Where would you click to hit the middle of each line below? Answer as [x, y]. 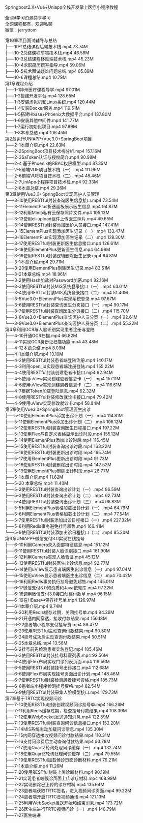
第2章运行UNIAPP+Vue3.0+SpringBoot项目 [49, 139]
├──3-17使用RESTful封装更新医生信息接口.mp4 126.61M [62, 243]
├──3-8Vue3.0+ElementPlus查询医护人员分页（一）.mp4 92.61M [71, 317]
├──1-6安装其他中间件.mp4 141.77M [42, 120]
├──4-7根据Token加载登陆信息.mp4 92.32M [50, 391]
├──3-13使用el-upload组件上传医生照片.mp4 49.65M [59, 219]
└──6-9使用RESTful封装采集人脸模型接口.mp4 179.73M [61, 692]
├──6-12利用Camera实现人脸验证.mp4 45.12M [52, 557]
